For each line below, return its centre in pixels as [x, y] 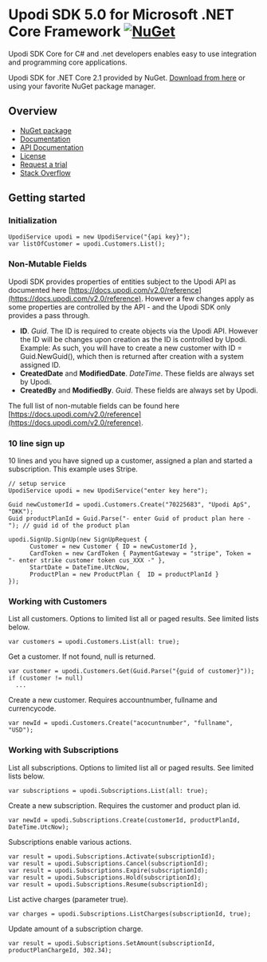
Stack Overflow [45, 172]
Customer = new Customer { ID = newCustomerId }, [113, 547]
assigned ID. [40, 365]
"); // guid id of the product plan [69, 526]
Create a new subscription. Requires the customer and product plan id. [124, 805]
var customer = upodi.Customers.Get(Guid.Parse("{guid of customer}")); [132, 672]
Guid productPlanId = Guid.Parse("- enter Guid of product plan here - [130, 519]
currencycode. [32, 708]
